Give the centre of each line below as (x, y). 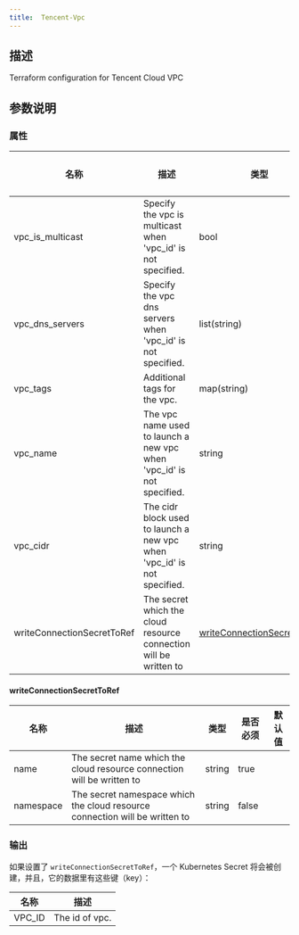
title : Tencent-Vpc (48, 17)
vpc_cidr (32, 546)
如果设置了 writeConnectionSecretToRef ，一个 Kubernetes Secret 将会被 (141, 866)
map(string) (224, 389)
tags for (159, 389)
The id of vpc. (83, 917)
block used (166, 518)
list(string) (221, 324)
